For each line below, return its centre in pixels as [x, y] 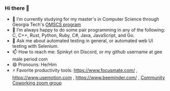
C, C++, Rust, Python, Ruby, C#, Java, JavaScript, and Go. [73, 36]
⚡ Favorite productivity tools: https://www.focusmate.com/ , [75, 70]
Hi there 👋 [17, 8]
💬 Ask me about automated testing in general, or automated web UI [82, 41]
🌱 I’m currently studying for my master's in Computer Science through [86, 19]
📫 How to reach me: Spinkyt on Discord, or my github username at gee [87, 52]
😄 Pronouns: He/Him [34, 65]
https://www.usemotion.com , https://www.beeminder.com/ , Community [88, 78]
